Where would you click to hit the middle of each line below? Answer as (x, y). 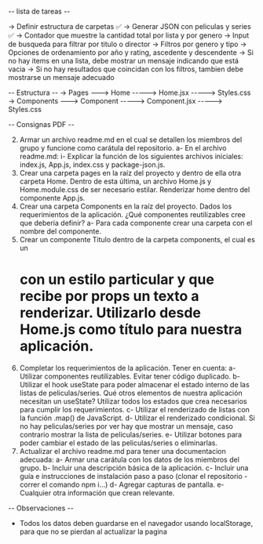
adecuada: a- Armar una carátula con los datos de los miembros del (129, 459)
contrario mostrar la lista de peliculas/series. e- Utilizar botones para (130, 434)
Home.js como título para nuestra (131, 330)
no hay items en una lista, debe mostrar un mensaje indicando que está (124, 61)
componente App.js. (52, 198)
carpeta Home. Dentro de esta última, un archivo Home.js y (115, 181)
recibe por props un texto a (109, 296)
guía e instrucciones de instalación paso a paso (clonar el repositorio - (133, 476)
